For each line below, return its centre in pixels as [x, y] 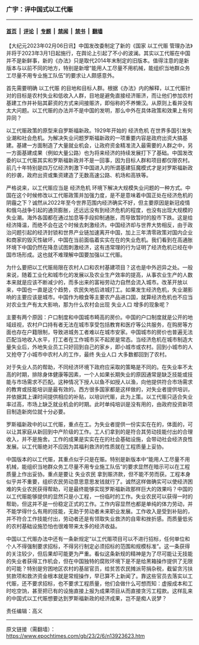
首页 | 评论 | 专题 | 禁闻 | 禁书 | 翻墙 [54, 31]
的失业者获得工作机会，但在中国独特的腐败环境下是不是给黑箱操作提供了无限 [99, 561]
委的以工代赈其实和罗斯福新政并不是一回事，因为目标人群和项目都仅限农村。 [99, 160]
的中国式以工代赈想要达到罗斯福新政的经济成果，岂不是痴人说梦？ [86, 598]
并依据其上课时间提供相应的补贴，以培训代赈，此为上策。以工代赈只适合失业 [99, 396]
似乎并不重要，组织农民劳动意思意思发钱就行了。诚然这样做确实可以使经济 [97, 481]
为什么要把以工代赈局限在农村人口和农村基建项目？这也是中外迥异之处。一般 [99, 267]
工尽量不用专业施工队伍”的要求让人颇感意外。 [62, 75]
